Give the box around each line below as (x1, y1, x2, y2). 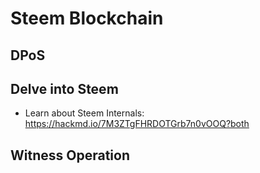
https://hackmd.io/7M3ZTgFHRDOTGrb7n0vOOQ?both (24, 118, 250, 130)
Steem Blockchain (10, 7, 164, 30)
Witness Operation (10, 147, 130, 164)
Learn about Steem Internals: (24, 107, 145, 119)
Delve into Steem (10, 80, 119, 97)
